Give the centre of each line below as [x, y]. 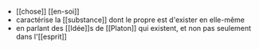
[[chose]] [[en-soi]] [47, 11]
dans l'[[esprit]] [41, 36]
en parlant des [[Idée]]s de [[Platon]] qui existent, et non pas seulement [133, 28]
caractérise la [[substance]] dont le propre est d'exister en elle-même [130, 20]
